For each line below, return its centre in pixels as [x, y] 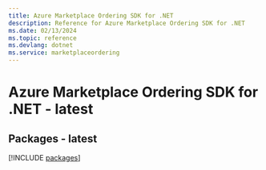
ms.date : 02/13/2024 [43, 30]
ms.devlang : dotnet [41, 45]
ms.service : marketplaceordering [64, 53]
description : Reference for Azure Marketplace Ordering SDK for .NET [127, 23]
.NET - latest [51, 109]
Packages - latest [53, 138]
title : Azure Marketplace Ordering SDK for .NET [91, 16]
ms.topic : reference [43, 38]
